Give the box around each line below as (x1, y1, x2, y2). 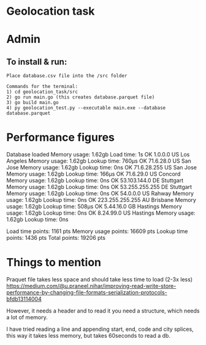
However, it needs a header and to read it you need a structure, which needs (6, 307, 200, 314)
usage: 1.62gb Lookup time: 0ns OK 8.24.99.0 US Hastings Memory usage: (6, 209, 196, 217)
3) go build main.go (6, 100, 59, 106)
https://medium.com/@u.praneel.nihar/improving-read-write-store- (6, 283, 177, 290)
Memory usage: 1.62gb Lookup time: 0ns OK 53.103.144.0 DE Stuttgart (6, 177, 184, 184)
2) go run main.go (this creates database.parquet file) (6, 94, 155, 100)
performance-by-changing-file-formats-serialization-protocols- (6, 289, 167, 296)
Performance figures (6, 130, 115, 144)
